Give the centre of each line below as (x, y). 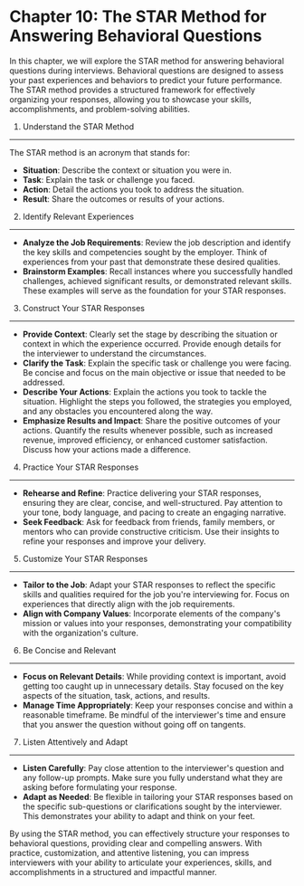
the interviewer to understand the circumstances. (114, 353)
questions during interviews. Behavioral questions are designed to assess (147, 71)
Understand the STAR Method (78, 126)
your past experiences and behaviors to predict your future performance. (146, 80)
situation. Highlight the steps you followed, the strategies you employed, (157, 401)
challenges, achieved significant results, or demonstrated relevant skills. (157, 281)
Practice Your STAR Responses (81, 467)
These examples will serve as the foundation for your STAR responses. (154, 291)
